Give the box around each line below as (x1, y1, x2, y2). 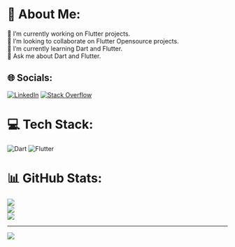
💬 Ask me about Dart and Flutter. (7, 52, 101, 60)
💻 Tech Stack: (7, 116, 94, 132)
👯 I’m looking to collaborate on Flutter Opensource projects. (7, 36, 180, 45)
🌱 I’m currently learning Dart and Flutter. (7, 44, 123, 52)
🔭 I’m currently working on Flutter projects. (7, 29, 131, 38)
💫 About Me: (7, 6, 81, 22)
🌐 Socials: (7, 72, 53, 84)
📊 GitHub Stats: (7, 170, 103, 186)
